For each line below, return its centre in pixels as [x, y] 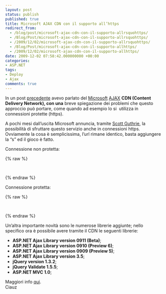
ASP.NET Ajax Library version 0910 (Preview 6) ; [63, 245]
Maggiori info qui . [23, 282]
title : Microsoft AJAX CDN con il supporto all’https [62, 24]
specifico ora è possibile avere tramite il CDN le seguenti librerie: [72, 231]
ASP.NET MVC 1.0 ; [32, 272]
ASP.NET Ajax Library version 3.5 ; [48, 256]
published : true [22, 19]
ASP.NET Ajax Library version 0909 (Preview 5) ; [63, 251]
